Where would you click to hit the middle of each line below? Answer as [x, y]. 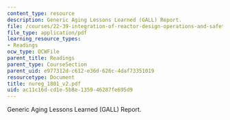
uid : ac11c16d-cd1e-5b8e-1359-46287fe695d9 [70, 90]
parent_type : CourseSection [47, 64]
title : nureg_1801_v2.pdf [44, 84]
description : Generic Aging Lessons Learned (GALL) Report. [95, 20]
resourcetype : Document [41, 77]
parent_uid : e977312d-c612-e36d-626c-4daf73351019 [81, 71]
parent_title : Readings [41, 58]
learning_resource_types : [44, 39]
